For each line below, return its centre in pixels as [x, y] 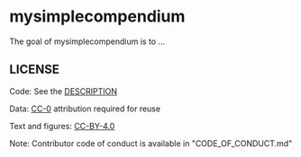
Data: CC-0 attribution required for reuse [85, 109]
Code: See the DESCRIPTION [64, 91]
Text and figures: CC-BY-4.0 [62, 126]
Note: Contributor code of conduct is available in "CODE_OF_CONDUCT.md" [151, 143]
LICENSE [35, 70]
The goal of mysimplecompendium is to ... [87, 41]
